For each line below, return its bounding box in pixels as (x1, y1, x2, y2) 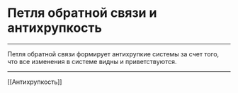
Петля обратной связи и (7, 5, 157, 21)
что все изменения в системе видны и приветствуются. (7, 57, 177, 66)
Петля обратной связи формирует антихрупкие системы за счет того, (7, 49, 220, 58)
